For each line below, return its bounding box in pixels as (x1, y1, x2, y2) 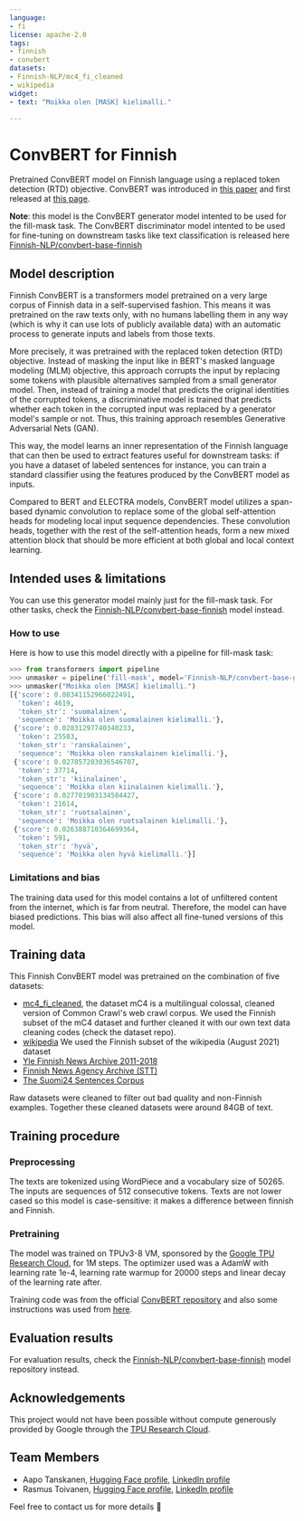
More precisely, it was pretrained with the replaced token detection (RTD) (9, 346, 283, 357)
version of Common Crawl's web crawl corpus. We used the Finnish (22, 1008, 276, 1019)
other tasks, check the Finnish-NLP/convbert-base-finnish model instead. (9, 604, 285, 615)
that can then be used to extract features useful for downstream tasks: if (9, 450, 280, 461)
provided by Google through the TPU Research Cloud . (9, 1424, 211, 1435)
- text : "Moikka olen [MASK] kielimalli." (9, 97, 172, 107)
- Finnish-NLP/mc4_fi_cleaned (9, 72, 124, 81)
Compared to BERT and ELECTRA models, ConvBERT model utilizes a (9, 497, 269, 508)
